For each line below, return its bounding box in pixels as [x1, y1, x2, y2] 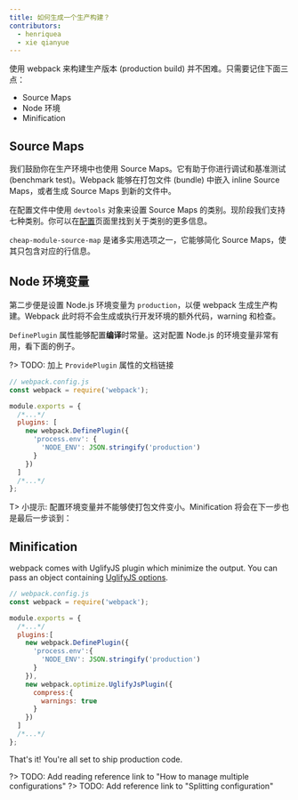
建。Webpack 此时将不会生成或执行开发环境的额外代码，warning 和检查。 [9, 311, 281, 321]
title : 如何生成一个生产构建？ [9, 12, 110, 22]
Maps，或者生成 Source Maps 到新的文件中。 [9, 186, 176, 197]
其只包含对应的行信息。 [9, 246, 95, 256]
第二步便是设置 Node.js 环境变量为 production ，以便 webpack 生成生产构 [9, 299, 278, 310]
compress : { [32, 688, 74, 697]
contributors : [9, 21, 62, 30]
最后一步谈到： [16, 513, 72, 523]
